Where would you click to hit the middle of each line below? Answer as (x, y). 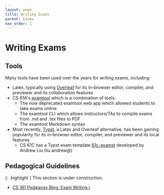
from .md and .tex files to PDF (50, 119)
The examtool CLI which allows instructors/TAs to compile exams (86, 114)
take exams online (38, 109)
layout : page (19, 10)
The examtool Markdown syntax (52, 124)
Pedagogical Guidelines (42, 166)
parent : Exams (20, 19)
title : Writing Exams (27, 14)
